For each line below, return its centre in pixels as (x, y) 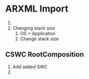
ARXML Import (37, 9)
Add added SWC (30, 66)
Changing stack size (34, 28)
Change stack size (39, 39)
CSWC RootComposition (45, 55)
